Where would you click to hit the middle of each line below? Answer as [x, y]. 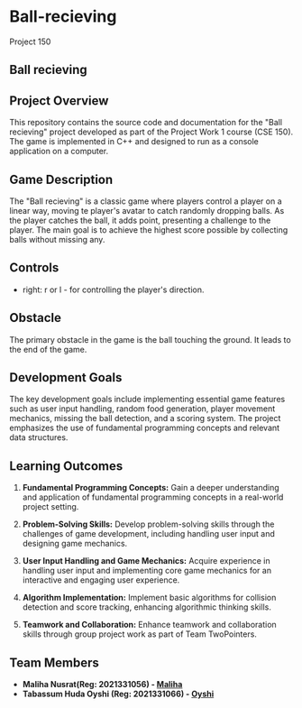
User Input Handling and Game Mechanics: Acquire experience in [146, 561]
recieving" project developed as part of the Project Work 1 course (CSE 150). [151, 132]
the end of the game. [48, 349]
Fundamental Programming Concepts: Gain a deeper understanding [151, 488]
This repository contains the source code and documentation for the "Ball [146, 123]
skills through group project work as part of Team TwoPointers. [139, 634]
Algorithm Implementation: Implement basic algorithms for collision [149, 598]
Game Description [61, 179]
